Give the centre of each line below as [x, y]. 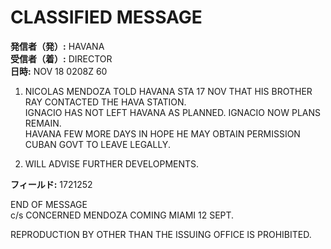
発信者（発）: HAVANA [57, 46]
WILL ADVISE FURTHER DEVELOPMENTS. [112, 163]
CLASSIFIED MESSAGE [106, 17]
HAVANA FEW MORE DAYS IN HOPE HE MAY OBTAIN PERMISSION [162, 133]
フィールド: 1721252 [51, 184]
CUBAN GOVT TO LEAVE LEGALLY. [97, 144]
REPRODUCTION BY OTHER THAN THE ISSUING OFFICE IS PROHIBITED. [161, 234]
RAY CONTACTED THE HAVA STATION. [105, 102]
